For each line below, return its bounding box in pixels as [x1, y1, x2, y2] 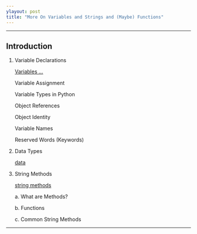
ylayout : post [6, 8, 41, 15]
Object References [14, 102, 60, 109]
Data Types [14, 148, 43, 155]
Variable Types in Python [14, 91, 75, 98]
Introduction [6, 41, 53, 51]
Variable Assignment [14, 80, 65, 87]
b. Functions [14, 205, 45, 212]
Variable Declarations [14, 57, 67, 64]
